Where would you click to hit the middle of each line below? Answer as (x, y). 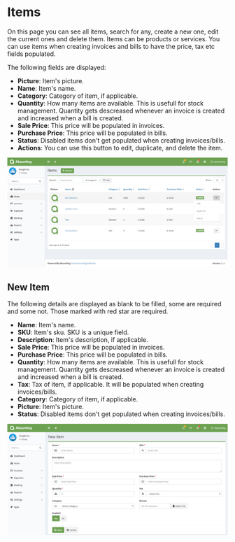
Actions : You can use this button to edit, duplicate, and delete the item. (120, 148)
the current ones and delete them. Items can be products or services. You (114, 38)
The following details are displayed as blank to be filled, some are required (114, 304)
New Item (29, 287)
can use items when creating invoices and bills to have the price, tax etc (111, 46)
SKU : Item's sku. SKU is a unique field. (73, 332)
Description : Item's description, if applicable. (83, 340)
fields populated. (31, 54)
